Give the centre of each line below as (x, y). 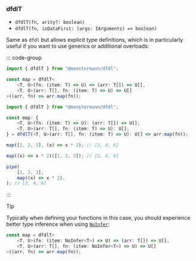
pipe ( (13, 167)
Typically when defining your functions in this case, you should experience (98, 218)
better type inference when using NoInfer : (58, 224)
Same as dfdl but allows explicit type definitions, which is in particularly (95, 40)
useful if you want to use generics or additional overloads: (78, 46)
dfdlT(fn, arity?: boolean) (50, 23)
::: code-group (24, 58)
